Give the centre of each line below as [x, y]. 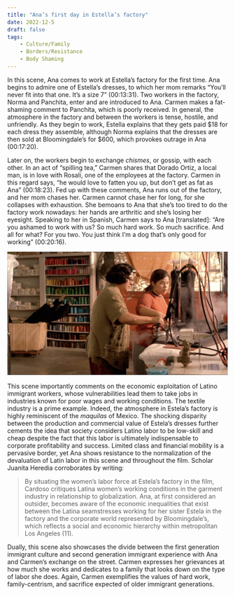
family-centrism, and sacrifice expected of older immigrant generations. [111, 584]
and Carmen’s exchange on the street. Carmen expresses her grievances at [116, 561]
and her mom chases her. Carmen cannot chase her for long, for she [106, 197]
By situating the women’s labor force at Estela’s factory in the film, [119, 481]
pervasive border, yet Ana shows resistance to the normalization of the [109, 453]
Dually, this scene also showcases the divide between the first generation [113, 547]
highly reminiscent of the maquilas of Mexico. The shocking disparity [107, 415]
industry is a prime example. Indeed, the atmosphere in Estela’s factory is [113, 408]
